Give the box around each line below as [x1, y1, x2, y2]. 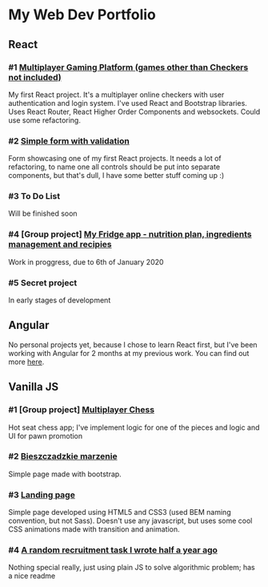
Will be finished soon [8, 208, 78, 218]
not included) [8, 71, 62, 83]
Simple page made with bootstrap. [8, 469, 122, 479]
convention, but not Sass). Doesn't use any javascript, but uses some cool [8, 516, 253, 526]
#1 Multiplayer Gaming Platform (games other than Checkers [8, 62, 249, 73]
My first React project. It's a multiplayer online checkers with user [8, 90, 225, 99]
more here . [8, 357, 45, 366]
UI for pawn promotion [8, 431, 83, 440]
